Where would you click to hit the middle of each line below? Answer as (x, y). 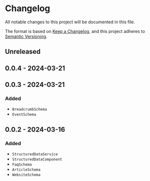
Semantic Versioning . (26, 36)
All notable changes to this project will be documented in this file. (70, 22)
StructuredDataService (35, 154)
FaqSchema (22, 165)
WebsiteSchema (26, 175)
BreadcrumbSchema (30, 110)
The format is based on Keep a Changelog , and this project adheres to (75, 31)
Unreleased (23, 52)
